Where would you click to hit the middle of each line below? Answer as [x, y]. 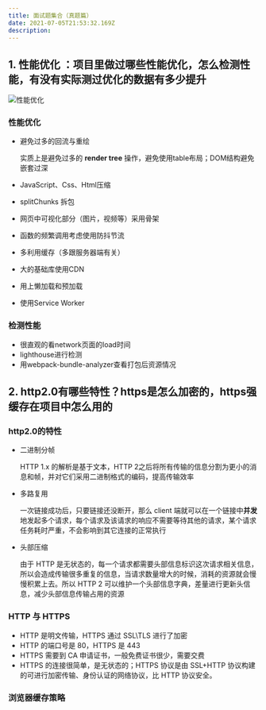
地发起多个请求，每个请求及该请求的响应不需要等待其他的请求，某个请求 [138, 520]
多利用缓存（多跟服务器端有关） [72, 253]
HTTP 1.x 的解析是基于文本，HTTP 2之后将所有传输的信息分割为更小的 [135, 467]
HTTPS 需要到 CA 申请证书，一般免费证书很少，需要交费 [112, 655]
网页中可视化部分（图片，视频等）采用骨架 [89, 218]
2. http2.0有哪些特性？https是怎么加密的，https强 [133, 392]
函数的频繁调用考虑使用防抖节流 [72, 236]
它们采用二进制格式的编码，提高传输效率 [128, 477]
